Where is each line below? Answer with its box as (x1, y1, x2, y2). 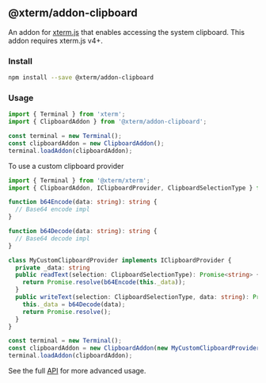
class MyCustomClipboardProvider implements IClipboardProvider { (8, 256, 232, 264)
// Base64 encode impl (15, 205, 90, 213)
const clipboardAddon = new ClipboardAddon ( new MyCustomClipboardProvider (8, 344, 260, 352)
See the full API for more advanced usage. (8, 366, 146, 376)
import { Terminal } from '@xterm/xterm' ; (8, 176, 150, 185)
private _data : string (15, 263, 90, 272)
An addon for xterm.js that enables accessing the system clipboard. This (8, 27, 245, 36)
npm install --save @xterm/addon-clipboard (8, 74, 154, 82)
